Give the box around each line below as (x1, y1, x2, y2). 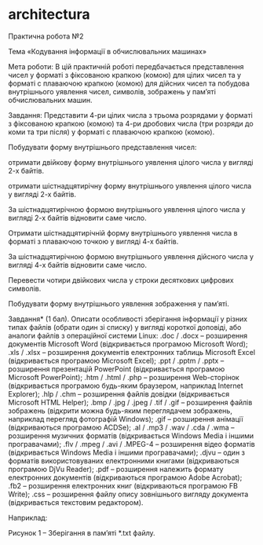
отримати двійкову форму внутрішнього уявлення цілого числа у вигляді (8, 157, 254, 166)
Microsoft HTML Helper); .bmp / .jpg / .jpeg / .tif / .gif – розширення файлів (8, 397, 253, 407)
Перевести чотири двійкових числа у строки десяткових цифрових (8, 275, 234, 284)
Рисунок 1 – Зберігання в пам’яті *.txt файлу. (8, 528, 155, 537)
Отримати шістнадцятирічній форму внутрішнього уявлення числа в (8, 228, 238, 237)
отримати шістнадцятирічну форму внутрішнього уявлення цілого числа (8, 181, 252, 190)
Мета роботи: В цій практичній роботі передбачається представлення (8, 61, 244, 71)
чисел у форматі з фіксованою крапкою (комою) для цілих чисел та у (8, 70, 242, 79)
